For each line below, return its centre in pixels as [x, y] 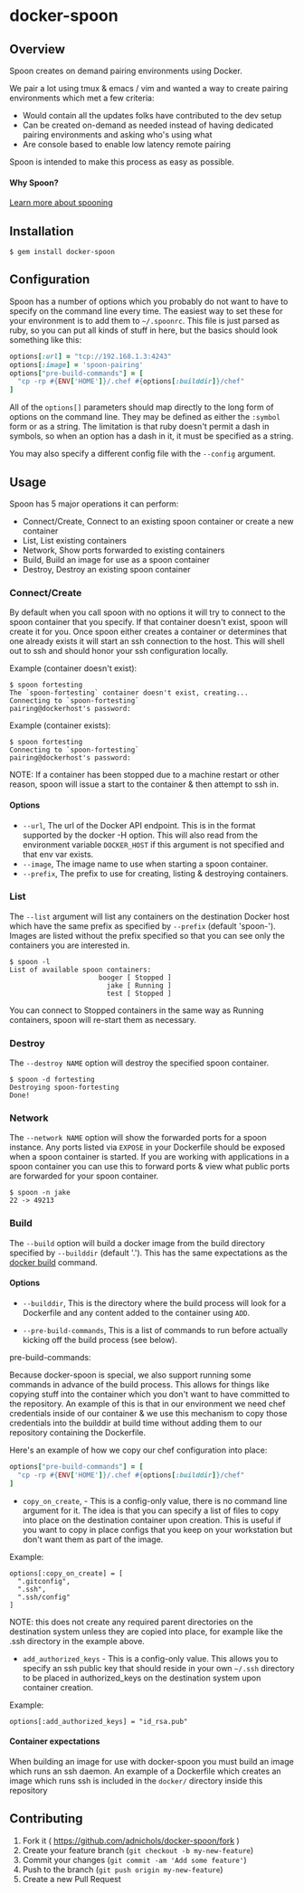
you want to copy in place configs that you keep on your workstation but [157, 1529]
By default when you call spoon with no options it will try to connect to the [147, 612]
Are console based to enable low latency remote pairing [126, 144]
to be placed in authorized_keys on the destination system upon [142, 1678]
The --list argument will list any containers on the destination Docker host [150, 916]
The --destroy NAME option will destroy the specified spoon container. [139, 1063]
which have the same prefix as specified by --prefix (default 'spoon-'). [142, 926]
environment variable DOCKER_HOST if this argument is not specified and [153, 844]
